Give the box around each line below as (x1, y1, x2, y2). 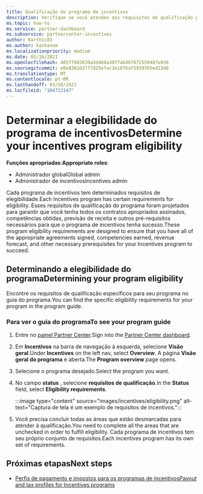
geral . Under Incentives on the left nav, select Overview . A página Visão (14, 349, 196, 356)
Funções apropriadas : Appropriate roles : (6, 159, 109, 166)
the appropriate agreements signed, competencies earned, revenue (6, 234, 175, 241)
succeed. (6, 246, 30, 254)
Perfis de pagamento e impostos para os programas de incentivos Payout (14, 475, 197, 482)
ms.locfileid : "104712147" (6, 88, 74, 94)
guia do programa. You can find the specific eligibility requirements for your (6, 296, 193, 303)
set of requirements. (14, 441, 66, 448)
